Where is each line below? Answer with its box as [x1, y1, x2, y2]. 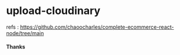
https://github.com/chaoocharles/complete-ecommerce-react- [20, 23, 174, 30]
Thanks [6, 43, 26, 50]
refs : [6, 23, 19, 30]
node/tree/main [6, 29, 45, 36]
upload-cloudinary [6, 4, 101, 18]
